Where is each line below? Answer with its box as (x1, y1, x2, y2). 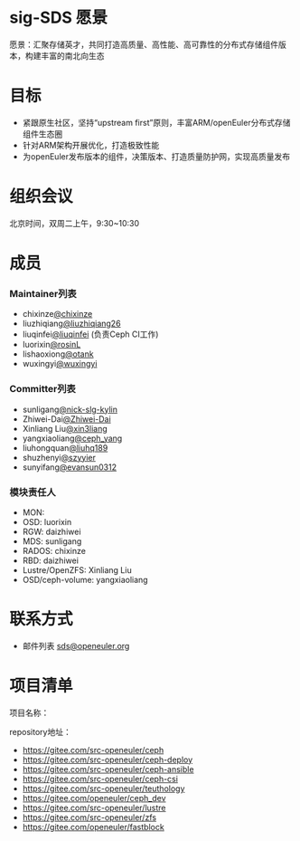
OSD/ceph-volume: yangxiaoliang (22, 574, 148, 585)
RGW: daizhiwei (22, 526, 81, 537)
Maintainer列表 (9, 287, 77, 300)
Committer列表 (9, 383, 77, 396)
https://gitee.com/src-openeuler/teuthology (22, 783, 185, 794)
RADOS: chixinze (22, 545, 86, 556)
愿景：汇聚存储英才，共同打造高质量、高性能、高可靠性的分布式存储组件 (9, 39, 278, 50)
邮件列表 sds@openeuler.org (22, 640, 130, 651)
